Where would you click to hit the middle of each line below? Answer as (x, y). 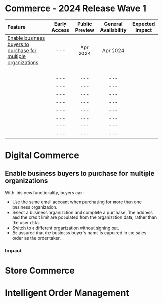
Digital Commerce (42, 155)
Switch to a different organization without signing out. (66, 228)
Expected (144, 24)
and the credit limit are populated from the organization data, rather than (84, 217)
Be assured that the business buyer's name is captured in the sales (79, 233)
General (113, 24)
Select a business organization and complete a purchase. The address (82, 212)
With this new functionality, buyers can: (44, 192)
